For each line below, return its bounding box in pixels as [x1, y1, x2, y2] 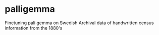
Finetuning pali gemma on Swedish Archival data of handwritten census [5, 20, 154, 26]
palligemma [5, 3, 55, 15]
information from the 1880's [5, 25, 63, 31]
